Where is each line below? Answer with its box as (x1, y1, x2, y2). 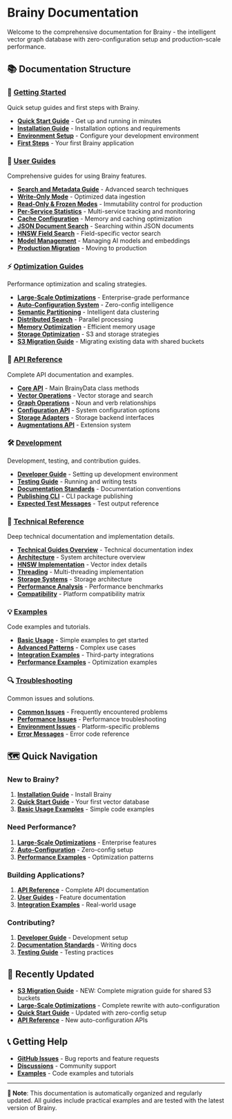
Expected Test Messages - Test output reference (17, 499, 159, 508)
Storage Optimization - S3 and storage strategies (17, 330, 159, 338)
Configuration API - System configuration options (17, 406, 160, 414)
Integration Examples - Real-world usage (17, 900, 137, 909)
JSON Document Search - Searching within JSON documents (17, 221, 195, 230)
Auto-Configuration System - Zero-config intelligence (17, 301, 174, 309)
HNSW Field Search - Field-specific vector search (17, 229, 161, 237)
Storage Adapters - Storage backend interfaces (17, 413, 155, 421)
